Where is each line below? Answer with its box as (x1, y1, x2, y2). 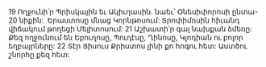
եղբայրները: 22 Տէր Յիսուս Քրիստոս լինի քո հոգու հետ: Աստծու (8, 41, 247, 51)
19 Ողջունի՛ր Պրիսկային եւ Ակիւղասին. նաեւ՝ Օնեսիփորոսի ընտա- (8, 7, 259, 16)
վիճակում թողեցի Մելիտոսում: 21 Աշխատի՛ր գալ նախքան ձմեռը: (8, 24, 252, 33)
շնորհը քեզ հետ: (8, 50, 70, 59)
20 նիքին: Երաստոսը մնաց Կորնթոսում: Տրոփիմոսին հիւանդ (8, 15, 240, 25)
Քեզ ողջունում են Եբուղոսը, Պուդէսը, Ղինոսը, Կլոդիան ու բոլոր (8, 32, 243, 42)
